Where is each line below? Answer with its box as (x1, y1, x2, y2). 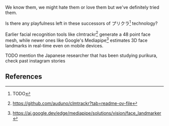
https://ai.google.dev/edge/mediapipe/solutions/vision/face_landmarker (12, 110, 161, 116)
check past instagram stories (5, 57, 65, 64)
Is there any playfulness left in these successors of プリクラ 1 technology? (5, 20, 158, 26)
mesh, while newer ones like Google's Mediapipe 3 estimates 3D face (5, 36, 148, 43)
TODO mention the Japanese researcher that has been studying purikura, (5, 52, 157, 58)
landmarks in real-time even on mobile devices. (5, 42, 104, 48)
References (5, 73, 42, 81)
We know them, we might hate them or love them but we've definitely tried (5, 5, 159, 10)
